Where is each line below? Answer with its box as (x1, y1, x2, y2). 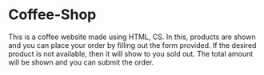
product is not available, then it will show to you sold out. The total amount (8, 49, 254, 58)
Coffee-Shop (8, 6, 97, 24)
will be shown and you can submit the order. (8, 57, 154, 67)
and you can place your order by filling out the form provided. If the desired (8, 40, 257, 49)
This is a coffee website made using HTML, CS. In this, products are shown (8, 32, 256, 41)
